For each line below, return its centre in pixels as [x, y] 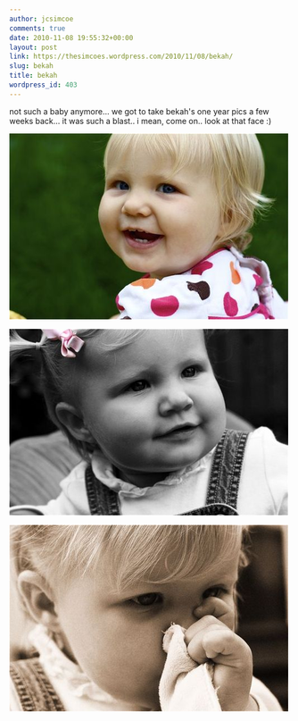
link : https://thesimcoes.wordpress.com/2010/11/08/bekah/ [121, 57]
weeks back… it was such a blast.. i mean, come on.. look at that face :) [141, 121]
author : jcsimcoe [41, 19]
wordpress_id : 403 [43, 85]
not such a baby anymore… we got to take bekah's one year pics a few [139, 111]
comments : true [37, 28]
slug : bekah [31, 66]
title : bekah [33, 76]
